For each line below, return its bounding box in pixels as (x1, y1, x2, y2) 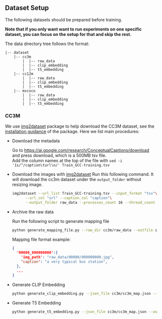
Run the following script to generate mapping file (12, 218, 110, 224)
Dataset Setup (5, 4, 49, 12)
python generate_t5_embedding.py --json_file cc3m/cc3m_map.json (12, 309, 147, 314)
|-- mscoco (14, 88, 36, 93)
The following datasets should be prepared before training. (5, 17, 122, 22)
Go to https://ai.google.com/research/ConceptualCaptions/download (12, 148, 149, 153)
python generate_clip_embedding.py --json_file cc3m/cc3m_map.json (12, 291, 151, 296)
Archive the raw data (12, 209, 54, 215)
